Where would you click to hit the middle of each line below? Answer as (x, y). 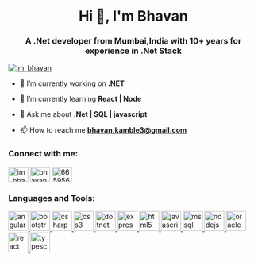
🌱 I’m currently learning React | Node (81, 99)
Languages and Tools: (52, 198)
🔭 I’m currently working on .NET (72, 83)
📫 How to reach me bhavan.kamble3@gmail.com (103, 130)
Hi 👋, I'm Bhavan (133, 16)
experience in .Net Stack (133, 51)
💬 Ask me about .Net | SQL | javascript (83, 114)
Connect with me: (43, 154)
